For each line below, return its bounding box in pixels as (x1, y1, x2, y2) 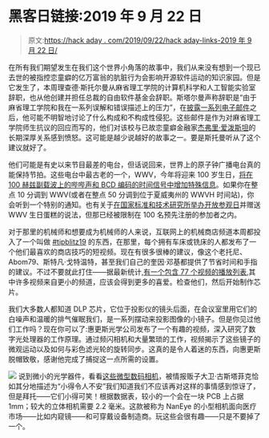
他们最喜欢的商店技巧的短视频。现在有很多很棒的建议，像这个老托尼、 (14, 246, 247, 257)
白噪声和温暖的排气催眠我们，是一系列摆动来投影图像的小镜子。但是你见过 (8, 314, 254, 323)
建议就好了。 (8, 142, 50, 152)
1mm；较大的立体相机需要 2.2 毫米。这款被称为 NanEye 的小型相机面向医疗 (8, 401, 257, 411)
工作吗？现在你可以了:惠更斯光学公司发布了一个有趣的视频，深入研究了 (14, 324, 250, 334)
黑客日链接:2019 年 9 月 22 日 (8, 7, 203, 26)
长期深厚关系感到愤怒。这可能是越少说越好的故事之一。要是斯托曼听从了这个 (8, 132, 261, 142)
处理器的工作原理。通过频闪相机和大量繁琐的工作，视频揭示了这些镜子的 (22, 334, 261, 343)
